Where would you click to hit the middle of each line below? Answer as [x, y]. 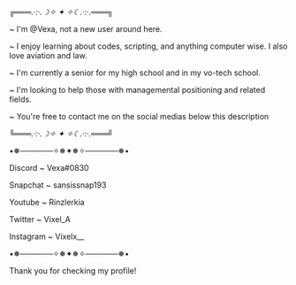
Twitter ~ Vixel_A [40, 219]
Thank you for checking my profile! [73, 271]
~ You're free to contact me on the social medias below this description [139, 116]
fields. [21, 99]
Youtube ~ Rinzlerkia [47, 202]
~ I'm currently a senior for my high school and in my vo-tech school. [135, 73]
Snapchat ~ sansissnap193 [58, 185]
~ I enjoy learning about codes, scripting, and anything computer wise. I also [148, 46]
